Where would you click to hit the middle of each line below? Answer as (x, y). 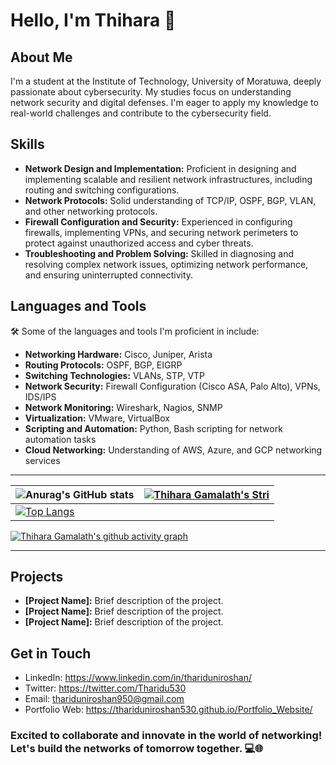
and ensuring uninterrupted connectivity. (109, 275)
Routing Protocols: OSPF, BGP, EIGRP (103, 365)
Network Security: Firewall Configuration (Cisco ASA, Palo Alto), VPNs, (172, 386)
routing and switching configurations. (102, 190)
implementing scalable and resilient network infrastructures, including (168, 179)
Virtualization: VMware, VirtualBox (97, 418)
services (42, 460)
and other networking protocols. (91, 211)
